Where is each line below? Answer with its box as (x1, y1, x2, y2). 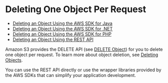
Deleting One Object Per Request (5, 4, 146, 15)
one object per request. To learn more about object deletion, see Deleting (5, 52, 158, 58)
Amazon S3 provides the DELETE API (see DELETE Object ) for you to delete (5, 46, 163, 52)
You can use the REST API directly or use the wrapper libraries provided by (5, 67, 162, 73)
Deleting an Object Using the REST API (12, 36, 94, 43)
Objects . (5, 57, 23, 63)
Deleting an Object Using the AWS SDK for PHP (12, 31, 112, 37)
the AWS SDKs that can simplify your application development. (5, 72, 136, 78)
